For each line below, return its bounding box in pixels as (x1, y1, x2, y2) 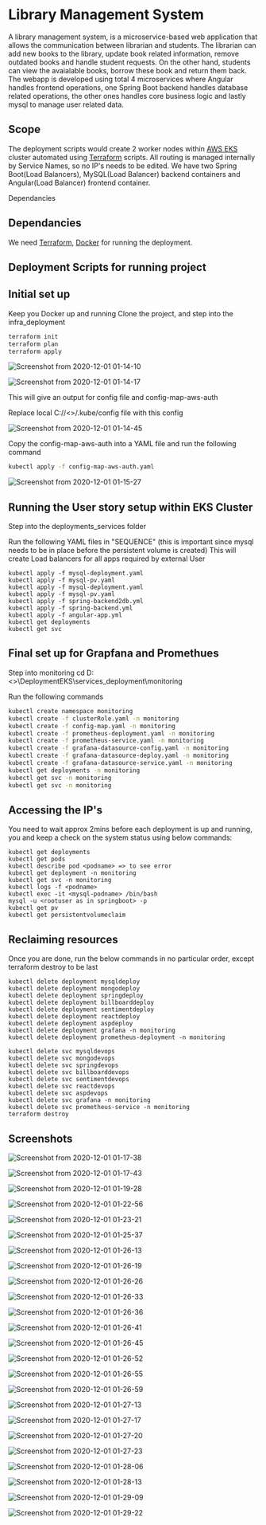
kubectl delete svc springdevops (8, 1061, 119, 1069)
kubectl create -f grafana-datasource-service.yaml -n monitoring (8, 759, 233, 767)
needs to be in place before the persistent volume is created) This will (8, 546, 237, 555)
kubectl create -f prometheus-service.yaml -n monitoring (8, 737, 204, 745)
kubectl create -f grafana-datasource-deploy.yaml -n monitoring (8, 751, 229, 760)
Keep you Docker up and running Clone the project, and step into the (8, 308, 233, 318)
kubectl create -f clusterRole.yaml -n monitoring (8, 715, 179, 723)
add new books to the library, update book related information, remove (8, 49, 240, 58)
